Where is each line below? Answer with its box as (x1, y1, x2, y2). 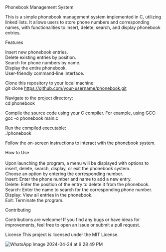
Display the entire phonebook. (5, 65, 67, 71)
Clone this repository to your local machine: (5, 80, 95, 86)
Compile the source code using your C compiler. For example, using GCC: (5, 110, 157, 116)
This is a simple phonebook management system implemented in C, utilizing (5, 14, 162, 19)
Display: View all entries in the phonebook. (5, 192, 93, 198)
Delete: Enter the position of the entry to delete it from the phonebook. (5, 182, 150, 187)
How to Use (5, 150, 29, 155)
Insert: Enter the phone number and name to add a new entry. (5, 176, 132, 182)
